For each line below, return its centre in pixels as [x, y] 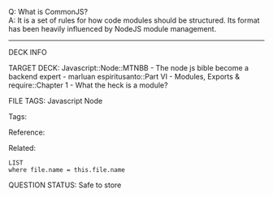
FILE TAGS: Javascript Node [56, 101]
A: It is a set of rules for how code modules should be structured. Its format [134, 20]
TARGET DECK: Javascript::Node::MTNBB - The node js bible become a [129, 68]
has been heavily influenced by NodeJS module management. [113, 29]
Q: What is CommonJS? [48, 12]
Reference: [27, 132]
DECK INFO [28, 52]
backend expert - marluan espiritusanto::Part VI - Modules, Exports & [124, 77]
